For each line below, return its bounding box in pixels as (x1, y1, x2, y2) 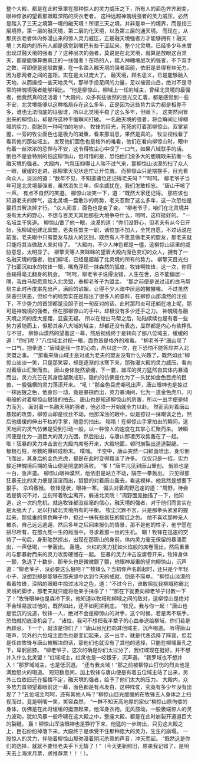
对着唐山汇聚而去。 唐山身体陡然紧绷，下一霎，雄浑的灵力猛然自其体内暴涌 (6, 366, 189, 373)
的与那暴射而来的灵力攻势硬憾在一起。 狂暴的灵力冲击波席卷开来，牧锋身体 (6, 551, 189, 557)
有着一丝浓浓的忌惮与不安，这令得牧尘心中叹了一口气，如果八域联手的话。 (6, 145, 187, 152)
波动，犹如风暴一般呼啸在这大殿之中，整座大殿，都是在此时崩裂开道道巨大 (11, 713, 192, 720)
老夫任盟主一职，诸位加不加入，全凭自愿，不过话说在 (62, 226, 192, 233)
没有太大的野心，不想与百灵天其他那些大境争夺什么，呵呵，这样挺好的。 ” (6, 212, 186, 218)
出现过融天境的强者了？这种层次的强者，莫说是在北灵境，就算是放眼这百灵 (6, 50, 187, 56)
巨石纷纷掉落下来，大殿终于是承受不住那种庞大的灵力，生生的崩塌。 (16, 728, 181, 734)
